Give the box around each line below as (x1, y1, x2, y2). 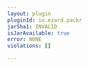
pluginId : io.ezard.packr (7, 17, 82, 24)
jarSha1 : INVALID (7, 23, 58, 30)
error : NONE (7, 36, 42, 43)
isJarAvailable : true (7, 29, 70, 37)
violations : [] (7, 42, 51, 49)
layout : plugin (7, 10, 51, 17)
